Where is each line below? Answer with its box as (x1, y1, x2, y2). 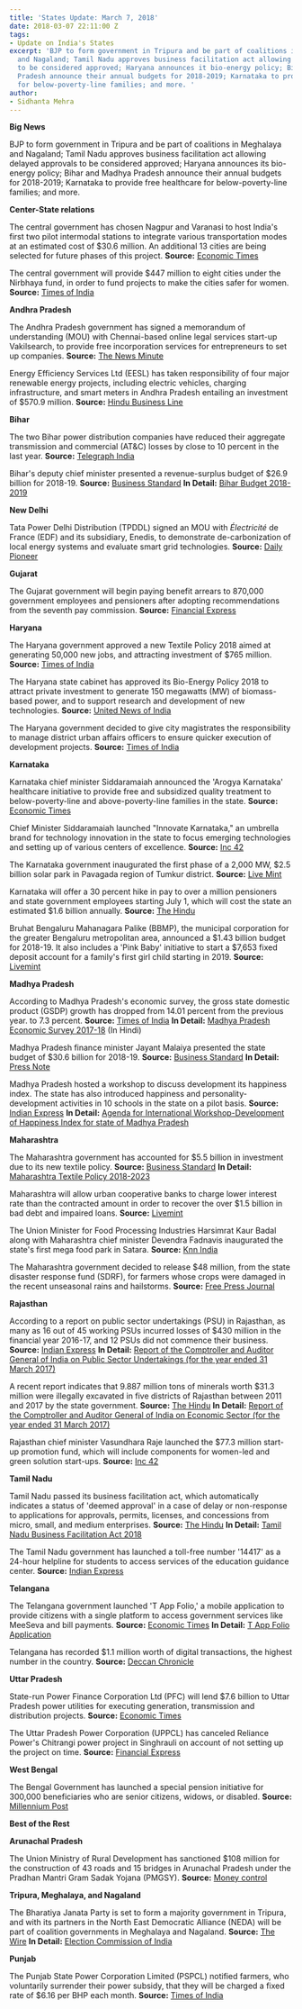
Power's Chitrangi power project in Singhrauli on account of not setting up (9, 1737, 284, 1748)
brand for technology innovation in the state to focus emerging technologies (9, 832, 291, 843)
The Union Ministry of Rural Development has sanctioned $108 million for (9, 1853, 280, 1864)
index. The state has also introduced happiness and (9, 1089, 200, 1100)
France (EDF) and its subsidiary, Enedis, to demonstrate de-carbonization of (9, 532, 291, 543)
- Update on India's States (9, 38, 115, 48)
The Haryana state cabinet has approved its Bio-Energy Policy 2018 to (9, 676, 270, 687)
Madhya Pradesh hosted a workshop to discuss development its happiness (9, 1079, 288, 1090)
